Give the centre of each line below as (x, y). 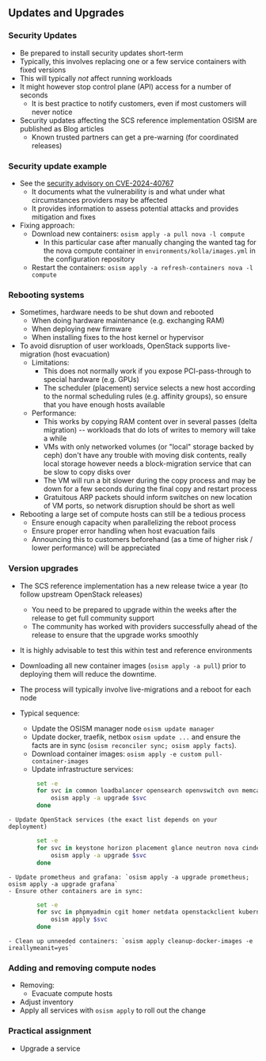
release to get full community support (93, 618)
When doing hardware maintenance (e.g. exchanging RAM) (128, 321)
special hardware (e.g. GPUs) (91, 380)
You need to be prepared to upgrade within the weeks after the (134, 609)
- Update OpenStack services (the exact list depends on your (113, 820)
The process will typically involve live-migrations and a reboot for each (135, 689)
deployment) (28, 827)
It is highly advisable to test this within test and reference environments (136, 650)
